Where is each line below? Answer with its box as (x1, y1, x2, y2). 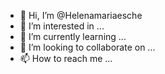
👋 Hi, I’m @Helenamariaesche (19, 10, 143, 21)
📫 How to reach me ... (19, 53, 113, 64)
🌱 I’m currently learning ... (19, 31, 127, 42)
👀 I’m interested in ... (19, 20, 105, 32)
